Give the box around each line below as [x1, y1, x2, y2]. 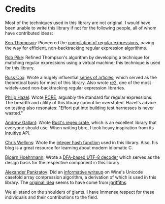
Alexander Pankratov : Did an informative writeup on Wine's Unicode [5, 169, 143, 175]
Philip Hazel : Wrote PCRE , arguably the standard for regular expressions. [5, 94, 153, 100]
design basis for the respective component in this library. [5, 159, 121, 165]
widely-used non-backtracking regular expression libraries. [5, 85, 126, 90]
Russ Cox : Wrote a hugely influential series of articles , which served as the [5, 74, 157, 80]
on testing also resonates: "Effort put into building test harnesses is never [5, 105, 154, 111]
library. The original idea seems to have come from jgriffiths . [5, 179, 128, 185]
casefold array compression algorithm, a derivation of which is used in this [5, 174, 157, 180]
